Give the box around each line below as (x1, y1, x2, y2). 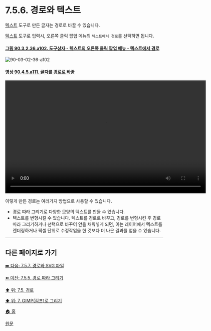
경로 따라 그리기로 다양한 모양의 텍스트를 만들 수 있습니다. (12, 209, 125, 215)
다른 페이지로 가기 (5, 248, 57, 257)
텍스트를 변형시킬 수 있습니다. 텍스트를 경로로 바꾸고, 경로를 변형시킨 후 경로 (12, 215, 161, 221)
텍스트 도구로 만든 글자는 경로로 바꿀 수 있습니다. (5, 22, 100, 28)
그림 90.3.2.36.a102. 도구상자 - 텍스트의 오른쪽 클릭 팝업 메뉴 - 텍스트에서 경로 (5, 45, 160, 51)
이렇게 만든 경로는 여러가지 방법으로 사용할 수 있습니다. (5, 198, 112, 204)
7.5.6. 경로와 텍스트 (5, 5, 81, 16)
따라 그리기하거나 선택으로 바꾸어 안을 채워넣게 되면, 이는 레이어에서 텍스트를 (12, 221, 163, 227)
